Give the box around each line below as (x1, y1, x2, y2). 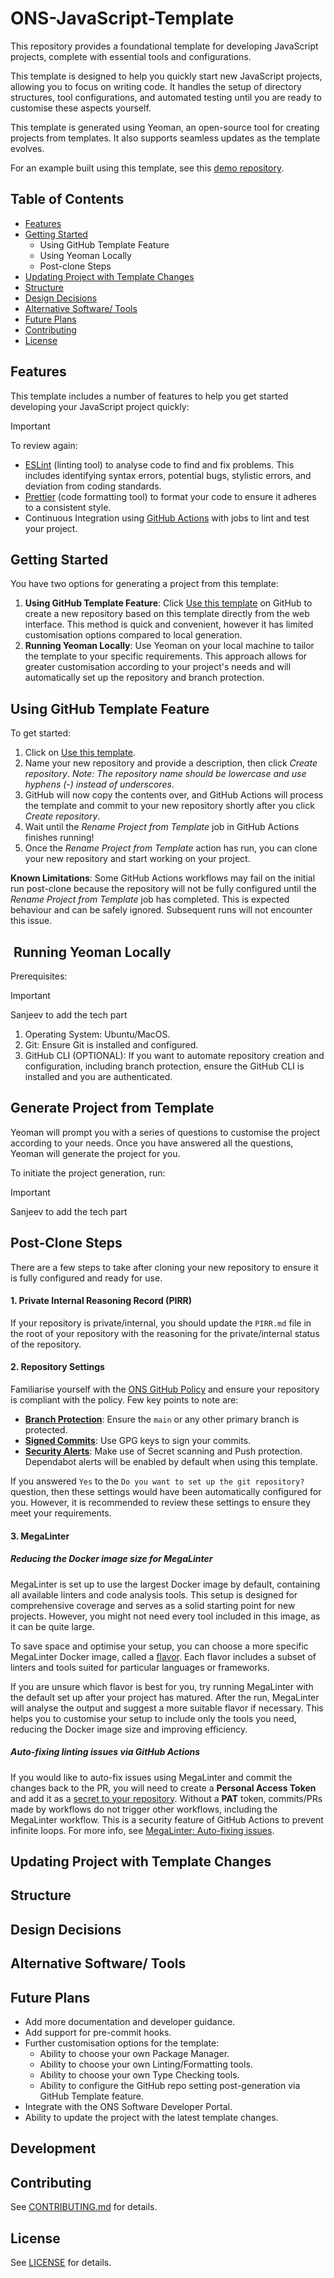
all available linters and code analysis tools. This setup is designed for (10, 1588, 298, 1601)
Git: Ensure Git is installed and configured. (24, 1039, 199, 1051)
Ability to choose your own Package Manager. (39, 2047, 230, 2059)
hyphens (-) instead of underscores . (24, 778, 175, 791)
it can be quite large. (10, 1620, 95, 1632)
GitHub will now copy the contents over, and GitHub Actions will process (24, 789, 324, 801)
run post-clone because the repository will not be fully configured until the (10, 883, 317, 895)
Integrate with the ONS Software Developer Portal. (24, 2100, 233, 2112)
